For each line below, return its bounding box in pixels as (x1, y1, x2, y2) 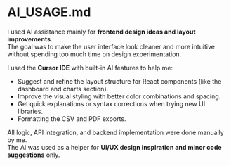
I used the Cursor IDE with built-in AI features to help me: (7, 63, 173, 72)
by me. (7, 135, 27, 144)
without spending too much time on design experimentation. (7, 50, 182, 58)
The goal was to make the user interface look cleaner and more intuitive (7, 42, 216, 51)
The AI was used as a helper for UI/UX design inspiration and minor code (7, 143, 223, 151)
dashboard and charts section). (17, 84, 109, 93)
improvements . (7, 34, 53, 43)
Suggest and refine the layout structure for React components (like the (17, 77, 222, 85)
